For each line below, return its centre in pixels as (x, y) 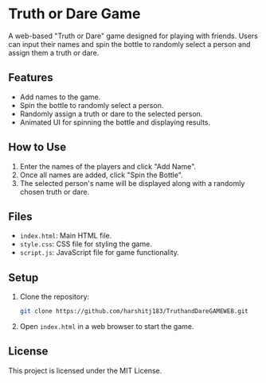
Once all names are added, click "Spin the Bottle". (101, 175)
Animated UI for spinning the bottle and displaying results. (115, 122)
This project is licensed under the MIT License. (85, 370)
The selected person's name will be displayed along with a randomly (132, 183)
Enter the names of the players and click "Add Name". (108, 166)
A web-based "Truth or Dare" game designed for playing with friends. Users (133, 36)
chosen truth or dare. (55, 191)
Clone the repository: (55, 297)
